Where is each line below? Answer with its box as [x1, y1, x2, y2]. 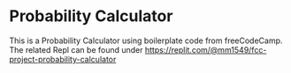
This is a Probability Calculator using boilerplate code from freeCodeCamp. [9, 35, 283, 46]
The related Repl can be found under [9, 44, 143, 55]
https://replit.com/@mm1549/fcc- [144, 44, 267, 55]
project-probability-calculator [9, 54, 117, 64]
